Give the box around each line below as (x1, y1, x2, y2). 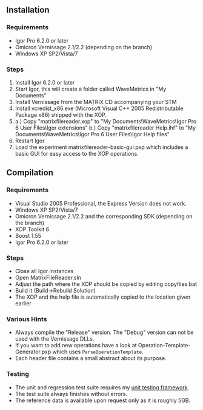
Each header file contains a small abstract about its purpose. (15, 355, 167, 362)
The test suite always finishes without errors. (15, 390, 127, 397)
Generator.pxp (15, 348, 52, 355)
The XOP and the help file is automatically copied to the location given (15, 293, 191, 301)
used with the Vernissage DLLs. (15, 335, 95, 342)
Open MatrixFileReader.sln (15, 274, 82, 281)
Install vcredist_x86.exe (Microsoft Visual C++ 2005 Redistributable (15, 105, 184, 112)
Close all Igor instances (15, 267, 74, 274)
